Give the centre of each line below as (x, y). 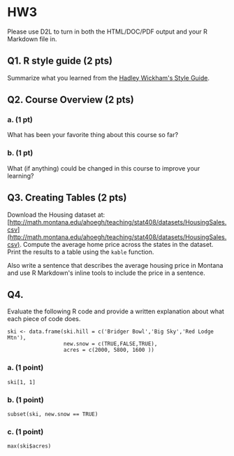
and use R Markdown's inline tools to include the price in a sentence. (106, 273)
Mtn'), (17, 338)
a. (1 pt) (20, 120)
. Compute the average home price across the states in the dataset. (117, 244)
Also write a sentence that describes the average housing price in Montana (115, 265)
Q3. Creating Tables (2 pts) (67, 198)
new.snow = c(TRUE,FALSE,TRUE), (110, 344)
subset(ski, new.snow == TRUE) (53, 414)
